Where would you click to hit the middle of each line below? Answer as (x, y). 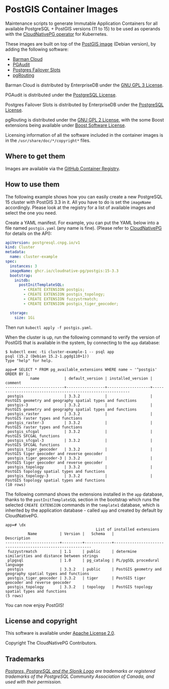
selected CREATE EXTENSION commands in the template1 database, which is (82, 505)
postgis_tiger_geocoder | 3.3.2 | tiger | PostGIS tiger (76, 578)
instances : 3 (24, 266)
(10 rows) (16, 484)
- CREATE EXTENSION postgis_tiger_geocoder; (71, 304)
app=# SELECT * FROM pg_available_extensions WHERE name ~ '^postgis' (81, 370)
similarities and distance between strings (52, 556)
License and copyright (41, 621)
